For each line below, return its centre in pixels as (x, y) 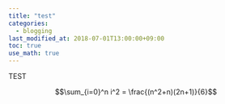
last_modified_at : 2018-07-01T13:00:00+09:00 (86, 38)
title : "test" (32, 16)
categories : (28, 23)
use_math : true (34, 53)
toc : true (25, 46)
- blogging (34, 31)
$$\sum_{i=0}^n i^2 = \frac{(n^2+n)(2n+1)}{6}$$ (136, 92)
